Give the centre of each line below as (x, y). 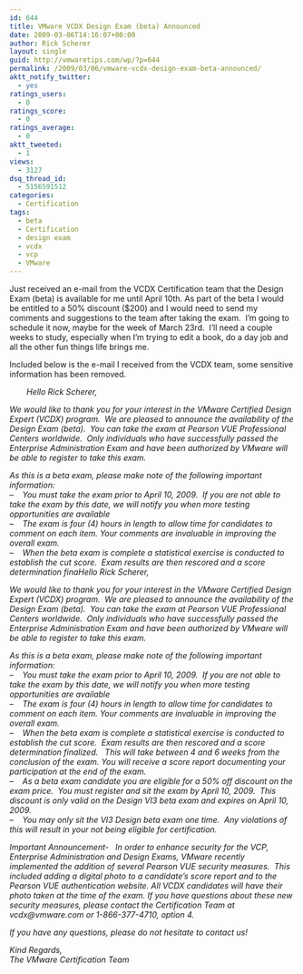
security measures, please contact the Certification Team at (122, 905)
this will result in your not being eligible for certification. (113, 829)
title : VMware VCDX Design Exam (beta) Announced (105, 26)
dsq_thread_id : (38, 178)
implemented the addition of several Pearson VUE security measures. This (150, 866)
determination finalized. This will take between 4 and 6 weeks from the (145, 752)
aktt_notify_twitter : (50, 77)
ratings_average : (42, 128)
